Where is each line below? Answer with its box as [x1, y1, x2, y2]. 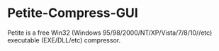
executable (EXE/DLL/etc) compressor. [7, 35, 121, 44]
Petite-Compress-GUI [7, 5, 138, 21]
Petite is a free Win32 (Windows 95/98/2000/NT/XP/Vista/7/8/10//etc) [7, 28, 213, 37]
